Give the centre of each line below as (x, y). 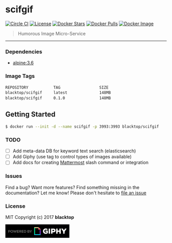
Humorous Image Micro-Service (52, 33)
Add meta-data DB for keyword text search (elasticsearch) (74, 151)
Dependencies (24, 51)
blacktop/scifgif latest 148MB (58, 93)
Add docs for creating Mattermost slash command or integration (80, 163)
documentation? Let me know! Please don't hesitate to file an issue (76, 193)
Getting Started (30, 114)
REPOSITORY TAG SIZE (57, 87)
